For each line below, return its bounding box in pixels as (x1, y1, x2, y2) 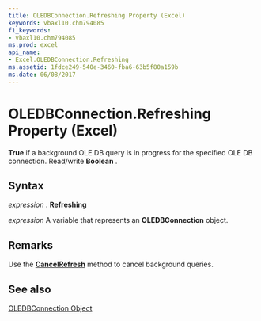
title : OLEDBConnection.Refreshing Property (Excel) (8, 11, 186, 20)
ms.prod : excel (8, 41, 59, 49)
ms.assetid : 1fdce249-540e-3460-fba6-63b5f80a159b (8, 63, 179, 71)
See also (8, 282, 51, 296)
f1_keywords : (8, 26, 51, 34)
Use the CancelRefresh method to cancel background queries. (8, 259, 214, 269)
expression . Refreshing (8, 200, 87, 210)
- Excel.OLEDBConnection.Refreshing (8, 56, 129, 64)
